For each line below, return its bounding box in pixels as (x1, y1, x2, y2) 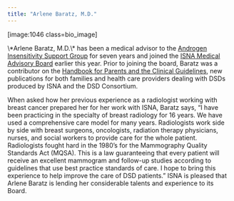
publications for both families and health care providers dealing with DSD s (7, 74, 226, 83)
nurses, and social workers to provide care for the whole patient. (7, 133, 198, 142)
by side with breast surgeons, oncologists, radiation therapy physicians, (7, 125, 219, 134)
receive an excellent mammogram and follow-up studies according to (7, 156, 212, 165)
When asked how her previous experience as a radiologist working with (7, 96, 218, 104)
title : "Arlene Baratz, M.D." (7, 10, 98, 18)
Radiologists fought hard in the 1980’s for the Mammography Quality (7, 140, 208, 150)
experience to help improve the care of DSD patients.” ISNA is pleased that (7, 171, 227, 180)
